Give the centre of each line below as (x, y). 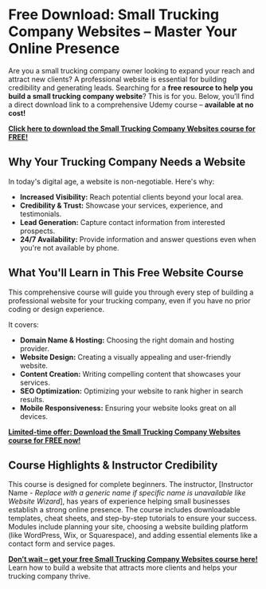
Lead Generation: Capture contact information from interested (122, 222)
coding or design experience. (57, 309)
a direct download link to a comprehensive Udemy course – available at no (131, 105)
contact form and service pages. (62, 544)
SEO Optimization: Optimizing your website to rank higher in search (131, 391)
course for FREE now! (45, 440)
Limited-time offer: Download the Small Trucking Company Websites (125, 432)
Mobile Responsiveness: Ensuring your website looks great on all (128, 408)
